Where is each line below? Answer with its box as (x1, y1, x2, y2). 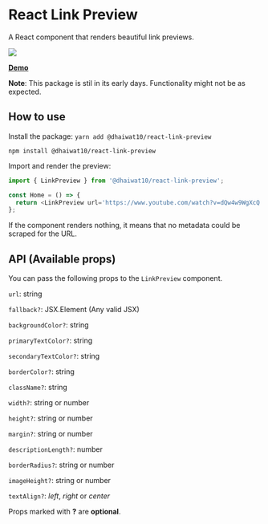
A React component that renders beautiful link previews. (8, 32, 194, 42)
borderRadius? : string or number (8, 460, 115, 470)
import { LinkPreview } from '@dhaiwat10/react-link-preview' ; (8, 177, 225, 185)
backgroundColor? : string (8, 320, 90, 330)
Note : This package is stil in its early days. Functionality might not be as (8, 78, 246, 87)
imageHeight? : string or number (8, 476, 111, 485)
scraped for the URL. (8, 229, 78, 238)
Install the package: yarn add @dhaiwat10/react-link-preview (8, 131, 212, 141)
